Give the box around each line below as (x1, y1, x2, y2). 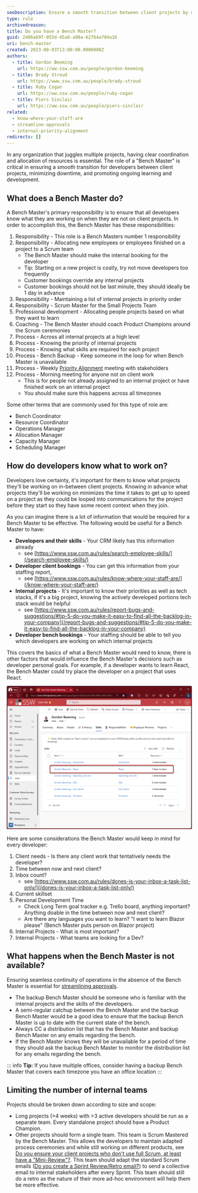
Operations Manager (15, 425, 65, 432)
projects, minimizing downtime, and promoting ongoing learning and (6, 170, 172, 177)
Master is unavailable (15, 358, 67, 365)
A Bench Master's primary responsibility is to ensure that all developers (6, 208, 180, 215)
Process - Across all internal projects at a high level (15, 333, 140, 340)
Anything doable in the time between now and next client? (24, 909, 165, 916)
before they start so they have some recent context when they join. (6, 502, 169, 509)
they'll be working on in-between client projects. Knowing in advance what (6, 483, 187, 490)
